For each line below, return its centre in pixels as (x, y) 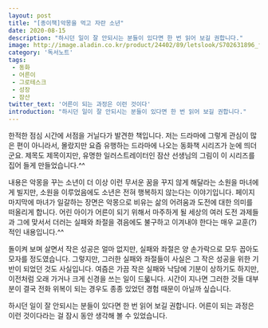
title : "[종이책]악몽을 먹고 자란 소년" (66, 23)
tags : (17, 61)
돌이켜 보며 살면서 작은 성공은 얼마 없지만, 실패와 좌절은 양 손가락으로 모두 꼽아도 (134, 249)
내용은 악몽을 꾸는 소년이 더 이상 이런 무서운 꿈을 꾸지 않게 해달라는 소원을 (123, 182)
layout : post (30, 16)
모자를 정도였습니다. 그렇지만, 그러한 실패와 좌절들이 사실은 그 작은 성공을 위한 (130, 259)
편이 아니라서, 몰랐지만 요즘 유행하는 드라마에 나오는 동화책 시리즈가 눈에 (129, 145)
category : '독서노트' (41, 53)
